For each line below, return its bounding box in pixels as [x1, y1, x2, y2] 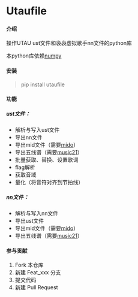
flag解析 [14, 163, 35, 171]
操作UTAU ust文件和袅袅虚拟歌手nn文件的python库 [6, 40, 132, 47]
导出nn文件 [14, 134, 43, 141]
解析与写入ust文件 [14, 126, 60, 134]
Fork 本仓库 [14, 262, 44, 269]
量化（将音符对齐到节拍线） [14, 178, 84, 186]
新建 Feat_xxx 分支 [14, 269, 61, 276]
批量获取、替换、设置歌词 [14, 156, 79, 163]
